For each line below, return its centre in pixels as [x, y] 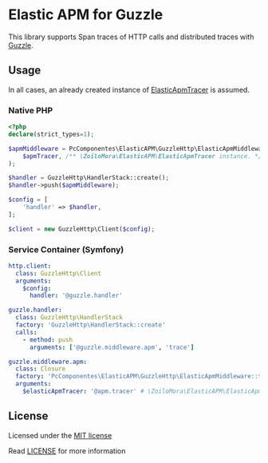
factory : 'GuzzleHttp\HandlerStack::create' [91, 325]
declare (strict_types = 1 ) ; [51, 134]
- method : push [48, 340]
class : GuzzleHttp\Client [59, 273]
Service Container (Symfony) [66, 249]
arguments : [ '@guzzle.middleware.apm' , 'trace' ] [112, 347]
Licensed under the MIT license [60, 435]
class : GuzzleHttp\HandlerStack [69, 318]
